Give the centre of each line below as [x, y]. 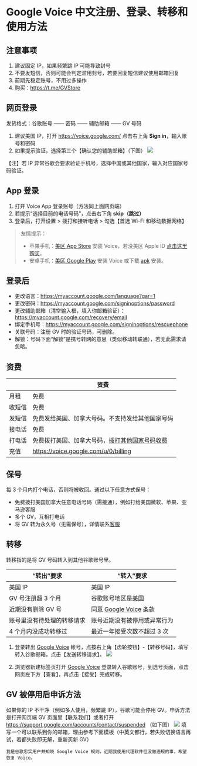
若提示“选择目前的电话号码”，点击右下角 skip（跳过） [79, 213]
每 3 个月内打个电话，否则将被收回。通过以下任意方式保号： [79, 490]
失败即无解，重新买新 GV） [59, 739]
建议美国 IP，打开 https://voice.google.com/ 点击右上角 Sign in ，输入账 [101, 135]
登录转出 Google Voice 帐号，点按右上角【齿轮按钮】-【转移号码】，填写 [101, 647]
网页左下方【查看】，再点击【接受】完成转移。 [70, 674]
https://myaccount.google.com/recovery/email [71, 317]
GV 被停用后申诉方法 [43, 694]
